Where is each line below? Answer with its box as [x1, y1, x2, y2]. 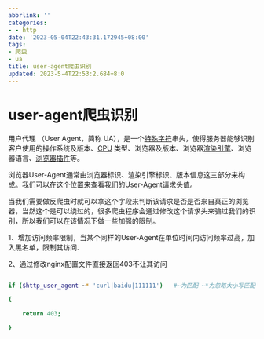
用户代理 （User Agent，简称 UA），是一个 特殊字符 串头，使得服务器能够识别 [8, 133, 255, 143]
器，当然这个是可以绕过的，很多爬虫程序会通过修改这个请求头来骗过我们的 [8, 206, 249, 216]
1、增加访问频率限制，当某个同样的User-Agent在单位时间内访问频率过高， [8, 232, 248, 242]
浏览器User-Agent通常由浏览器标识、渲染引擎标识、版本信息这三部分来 [8, 169, 238, 179]
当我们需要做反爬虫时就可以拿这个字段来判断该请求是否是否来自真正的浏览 [8, 196, 249, 206]
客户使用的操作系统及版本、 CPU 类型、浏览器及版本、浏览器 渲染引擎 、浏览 [8, 143, 252, 153]
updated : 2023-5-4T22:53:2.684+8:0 [8, 70, 125, 78]
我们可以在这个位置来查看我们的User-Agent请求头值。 [21, 180, 197, 189]
